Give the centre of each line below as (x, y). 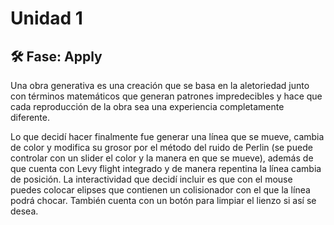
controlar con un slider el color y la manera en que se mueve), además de (162, 158)
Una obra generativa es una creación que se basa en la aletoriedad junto (160, 85)
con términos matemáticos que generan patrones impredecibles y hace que (166, 96)
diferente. (30, 117)
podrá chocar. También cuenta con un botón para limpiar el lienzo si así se (163, 200)
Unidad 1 (46, 18)
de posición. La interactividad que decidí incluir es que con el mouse (151, 179)
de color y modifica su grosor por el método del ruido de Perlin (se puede (161, 147)
